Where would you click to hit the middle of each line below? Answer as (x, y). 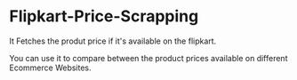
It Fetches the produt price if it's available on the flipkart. (113, 41)
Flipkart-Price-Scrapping (104, 16)
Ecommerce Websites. (50, 68)
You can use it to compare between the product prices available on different (148, 58)
